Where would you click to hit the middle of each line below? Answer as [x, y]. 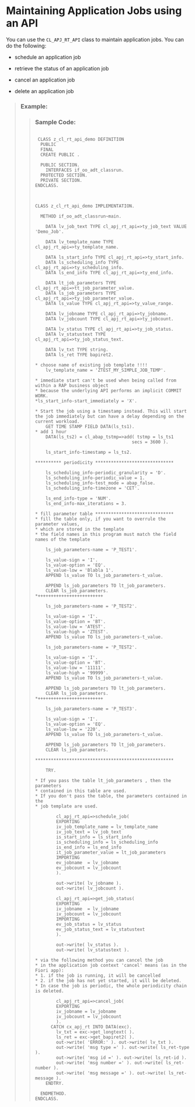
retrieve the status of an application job [62, 68]
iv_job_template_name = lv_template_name [107, 827]
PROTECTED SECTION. [64, 175]
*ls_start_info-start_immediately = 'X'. [86, 401]
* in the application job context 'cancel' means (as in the [111, 966]
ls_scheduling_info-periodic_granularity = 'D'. [106, 473]
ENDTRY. [55, 1084]
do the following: [26, 46]
